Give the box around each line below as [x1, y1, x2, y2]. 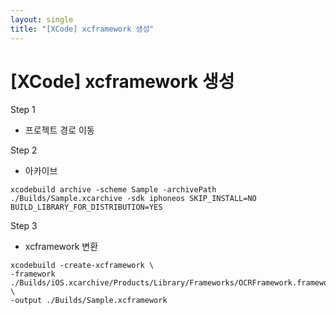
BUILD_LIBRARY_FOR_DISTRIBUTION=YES [10, 202, 163, 213]
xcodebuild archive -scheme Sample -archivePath [10, 185, 217, 195]
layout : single [10, 14, 74, 25]
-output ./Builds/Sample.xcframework [10, 296, 168, 306]
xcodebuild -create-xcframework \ [10, 261, 155, 271]
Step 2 [10, 144, 38, 156]
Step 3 [10, 220, 38, 232]
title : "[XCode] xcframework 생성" [10, 24, 155, 34]
